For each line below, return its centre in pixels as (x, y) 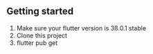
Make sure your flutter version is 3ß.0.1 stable (81, 28)
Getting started (40, 11)
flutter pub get (37, 43)
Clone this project (42, 35)
